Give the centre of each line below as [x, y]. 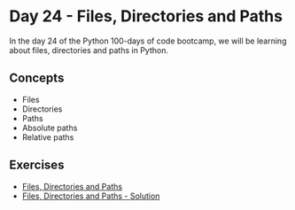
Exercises [37, 165]
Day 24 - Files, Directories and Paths [146, 16]
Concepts [37, 78]
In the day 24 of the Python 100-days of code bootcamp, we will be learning [148, 41]
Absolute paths [50, 128]
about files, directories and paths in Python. [89, 50]
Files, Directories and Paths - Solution [91, 196]
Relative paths [48, 137]
